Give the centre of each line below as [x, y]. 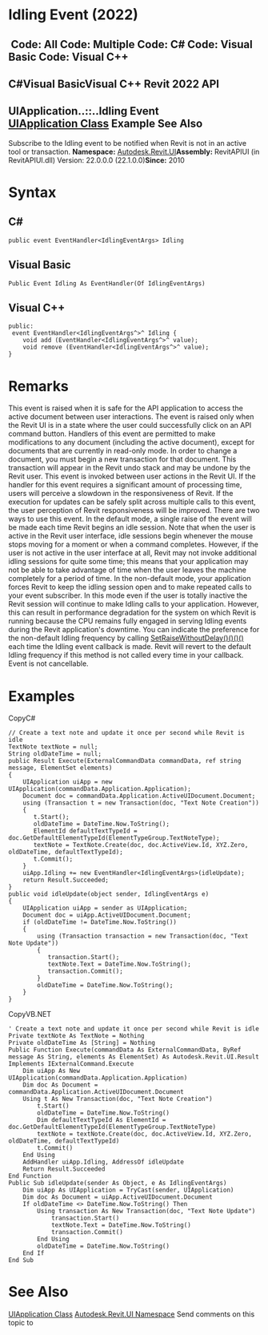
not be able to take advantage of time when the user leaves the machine [127, 570]
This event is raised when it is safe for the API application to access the [126, 408]
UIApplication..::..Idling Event [84, 111]
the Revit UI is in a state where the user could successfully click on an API [130, 426]
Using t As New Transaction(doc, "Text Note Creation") [118, 1099]
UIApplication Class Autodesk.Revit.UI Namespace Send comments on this [132, 1314]
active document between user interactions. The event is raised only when [131, 417]
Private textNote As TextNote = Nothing [77, 1036]
